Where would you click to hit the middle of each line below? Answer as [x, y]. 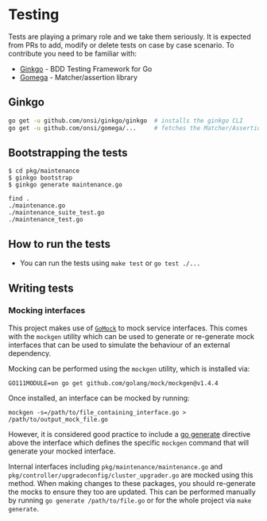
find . [19, 199]
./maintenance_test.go [46, 220]
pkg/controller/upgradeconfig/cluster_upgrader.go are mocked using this [131, 475]
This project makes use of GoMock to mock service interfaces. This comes [128, 328]
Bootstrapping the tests [68, 152]
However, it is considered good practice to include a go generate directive [130, 434]
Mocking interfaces [47, 311]
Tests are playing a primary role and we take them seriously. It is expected [130, 37]
